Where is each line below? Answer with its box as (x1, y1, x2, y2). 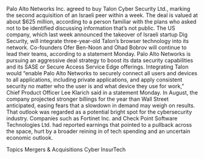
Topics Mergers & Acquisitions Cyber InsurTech (6, 146, 126, 153)
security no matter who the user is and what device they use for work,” (6, 83, 185, 90)
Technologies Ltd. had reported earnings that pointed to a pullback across (6, 121, 192, 128)
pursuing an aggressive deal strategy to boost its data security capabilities (6, 57, 194, 64)
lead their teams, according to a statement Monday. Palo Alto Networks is (6, 50, 191, 57)
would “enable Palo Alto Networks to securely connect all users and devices (6, 70, 198, 76)
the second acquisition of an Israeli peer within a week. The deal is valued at (6, 12, 198, 19)
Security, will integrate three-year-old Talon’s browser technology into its (6, 38, 189, 44)
